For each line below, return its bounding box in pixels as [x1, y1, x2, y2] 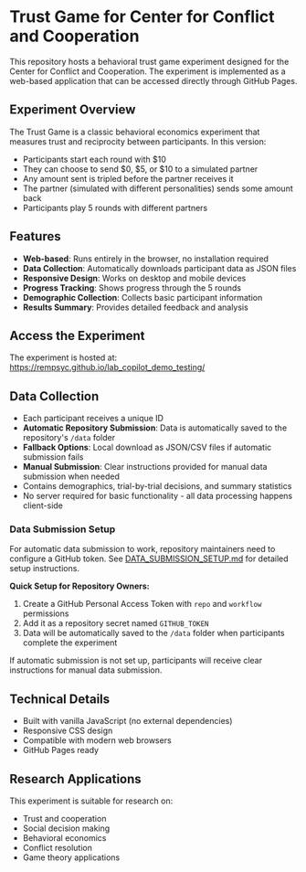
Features [9, 229, 61, 244]
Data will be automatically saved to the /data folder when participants [22, 628, 285, 639]
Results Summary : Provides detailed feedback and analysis [22, 302, 248, 313]
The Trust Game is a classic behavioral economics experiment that [9, 126, 260, 137]
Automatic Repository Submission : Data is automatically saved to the [22, 422, 288, 433]
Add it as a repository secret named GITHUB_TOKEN [22, 618, 209, 629]
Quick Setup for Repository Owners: [9, 580, 151, 591]
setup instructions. [9, 563, 80, 574]
